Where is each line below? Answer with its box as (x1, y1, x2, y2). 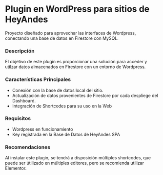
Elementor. (5, 165, 27, 171)
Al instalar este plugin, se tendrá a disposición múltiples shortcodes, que (5, 155, 151, 161)
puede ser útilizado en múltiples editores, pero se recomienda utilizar (5, 160, 144, 166)
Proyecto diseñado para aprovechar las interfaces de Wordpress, (5, 30, 136, 36)
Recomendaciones (5, 144, 50, 150)
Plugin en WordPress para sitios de (5, 3, 150, 15)
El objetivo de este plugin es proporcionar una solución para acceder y (5, 59, 147, 65)
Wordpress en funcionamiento (12, 126, 73, 132)
